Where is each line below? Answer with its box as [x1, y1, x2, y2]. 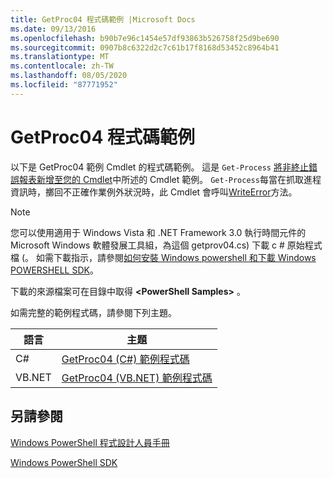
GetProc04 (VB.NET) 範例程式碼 [61, 371, 213, 385]
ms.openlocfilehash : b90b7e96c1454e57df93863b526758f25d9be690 [10, 33, 280, 43]
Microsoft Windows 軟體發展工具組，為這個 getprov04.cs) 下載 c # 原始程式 [10, 239, 323, 251]
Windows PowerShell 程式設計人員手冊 [10, 436, 170, 448]
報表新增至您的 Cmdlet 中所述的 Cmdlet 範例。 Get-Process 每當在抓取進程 [18, 173, 322, 185]
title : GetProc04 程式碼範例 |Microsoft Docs [10, 14, 196, 25]
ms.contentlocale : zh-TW [10, 61, 114, 71]
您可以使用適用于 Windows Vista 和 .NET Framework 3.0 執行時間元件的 [10, 226, 307, 238]
